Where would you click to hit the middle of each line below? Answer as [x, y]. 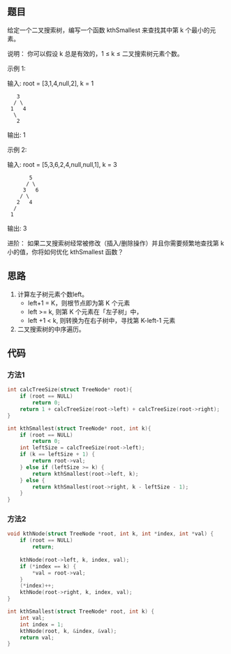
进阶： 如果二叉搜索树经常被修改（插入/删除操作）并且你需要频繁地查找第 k [116, 243]
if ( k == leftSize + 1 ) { [58, 455]
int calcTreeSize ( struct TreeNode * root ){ [70, 390]
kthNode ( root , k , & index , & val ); [68, 631]
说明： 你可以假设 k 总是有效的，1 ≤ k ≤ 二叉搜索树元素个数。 [95, 53]
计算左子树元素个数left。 [53, 294]
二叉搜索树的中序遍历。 [51, 329]
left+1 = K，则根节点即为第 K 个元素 [79, 303]
